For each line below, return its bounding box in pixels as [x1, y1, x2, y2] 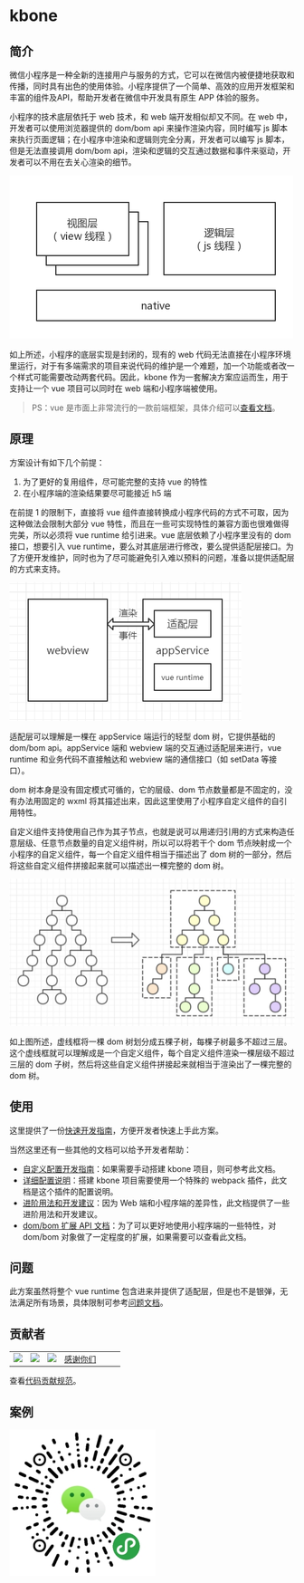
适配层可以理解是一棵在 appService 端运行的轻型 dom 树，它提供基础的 [9, 731, 276, 742]
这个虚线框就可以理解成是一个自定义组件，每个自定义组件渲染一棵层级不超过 [9, 1047, 295, 1058]
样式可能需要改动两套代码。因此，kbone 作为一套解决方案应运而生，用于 [16, 372, 290, 382]
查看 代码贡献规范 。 [9, 1376, 81, 1386]
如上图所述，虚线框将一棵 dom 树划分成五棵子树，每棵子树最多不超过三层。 [9, 1036, 292, 1047]
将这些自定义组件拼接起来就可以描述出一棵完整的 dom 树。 [9, 859, 229, 870]
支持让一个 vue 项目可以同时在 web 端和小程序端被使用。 [9, 383, 223, 394]
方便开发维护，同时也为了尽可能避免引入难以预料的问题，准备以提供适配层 [16, 552, 295, 562]
